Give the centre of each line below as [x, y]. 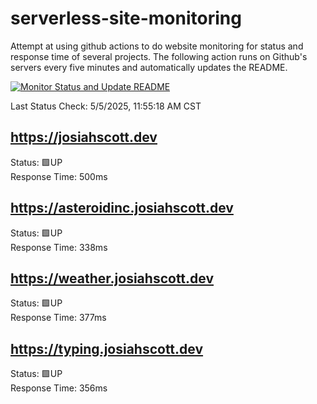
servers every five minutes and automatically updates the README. [149, 67]
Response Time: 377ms [58, 318]
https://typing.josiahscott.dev [107, 348]
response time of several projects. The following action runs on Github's [159, 56]
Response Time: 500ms [59, 176]
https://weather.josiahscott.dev [112, 278]
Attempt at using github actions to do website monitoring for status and [157, 46]
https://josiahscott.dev [84, 137]
